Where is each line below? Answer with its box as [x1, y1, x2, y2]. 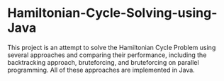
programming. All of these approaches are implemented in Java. [7, 66, 195, 74]
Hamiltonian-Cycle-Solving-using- [7, 5, 218, 21]
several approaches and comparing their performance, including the [7, 51, 207, 59]
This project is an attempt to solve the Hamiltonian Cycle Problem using [7, 43, 216, 51]
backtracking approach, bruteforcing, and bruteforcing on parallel [7, 58, 200, 66]
